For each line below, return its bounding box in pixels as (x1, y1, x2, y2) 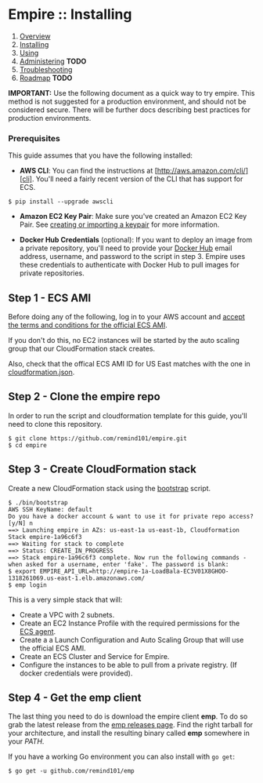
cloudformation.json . (8, 367, 75, 377)
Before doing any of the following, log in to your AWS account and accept (8, 312, 245, 322)
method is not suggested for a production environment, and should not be (8, 97, 247, 106)
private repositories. (19, 268, 85, 278)
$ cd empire (8, 441, 47, 449)
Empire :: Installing (8, 5, 132, 24)
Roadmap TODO (19, 73, 73, 82)
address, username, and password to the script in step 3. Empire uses (19, 252, 246, 261)
